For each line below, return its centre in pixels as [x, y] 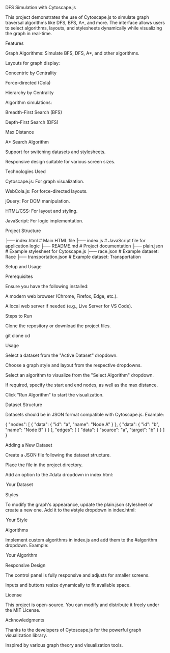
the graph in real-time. [29, 33]
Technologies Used [25, 172]
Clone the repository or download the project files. [58, 326]
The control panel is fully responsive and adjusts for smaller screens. [78, 575]
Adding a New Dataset [29, 445]
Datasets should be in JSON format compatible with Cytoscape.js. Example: [85, 415]
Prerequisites [19, 276]
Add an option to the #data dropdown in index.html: [59, 475]
